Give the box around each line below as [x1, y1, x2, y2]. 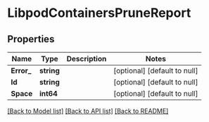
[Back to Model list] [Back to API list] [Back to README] [7, 107, 169, 115]
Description [66, 54, 107, 63]
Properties [7, 33, 55, 45]
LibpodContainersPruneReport [7, 5, 191, 21]
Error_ [11, 66, 32, 75]
